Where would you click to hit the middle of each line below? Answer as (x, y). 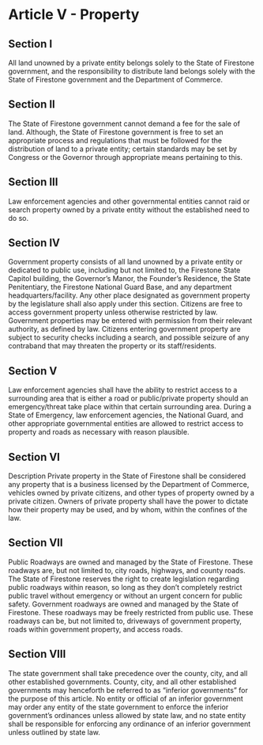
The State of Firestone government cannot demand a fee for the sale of (124, 124)
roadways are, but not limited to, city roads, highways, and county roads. (127, 570)
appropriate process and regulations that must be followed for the (115, 140)
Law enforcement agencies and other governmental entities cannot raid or (129, 201)
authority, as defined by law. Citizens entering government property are (124, 329)
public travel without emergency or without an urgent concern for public (126, 595)
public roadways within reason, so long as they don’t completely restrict (125, 587)
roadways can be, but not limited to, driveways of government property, (125, 621)
